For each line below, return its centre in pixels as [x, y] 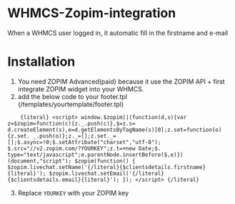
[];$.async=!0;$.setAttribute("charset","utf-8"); [84, 142]
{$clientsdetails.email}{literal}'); [64, 180]
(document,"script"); [40, 161]
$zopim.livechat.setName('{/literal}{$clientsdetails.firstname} [106, 167]
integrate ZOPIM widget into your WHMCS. [81, 89]
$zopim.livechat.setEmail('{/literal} [106, 173]
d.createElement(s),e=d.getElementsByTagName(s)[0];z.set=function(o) [115, 130]
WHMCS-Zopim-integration [92, 13]
